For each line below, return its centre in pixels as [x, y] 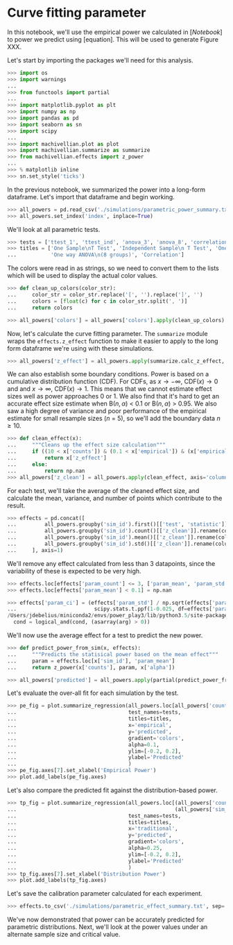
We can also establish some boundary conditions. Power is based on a [108, 374]
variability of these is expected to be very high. [74, 571]
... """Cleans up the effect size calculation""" [87, 445]
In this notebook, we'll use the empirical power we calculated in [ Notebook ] [115, 32]
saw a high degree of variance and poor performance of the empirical [107, 411]
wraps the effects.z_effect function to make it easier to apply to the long [113, 341]
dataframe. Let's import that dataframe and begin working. [91, 196]
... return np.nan [46, 471]
